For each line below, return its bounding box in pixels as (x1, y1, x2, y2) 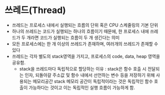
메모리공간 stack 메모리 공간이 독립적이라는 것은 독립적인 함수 (32, 78, 153, 84)
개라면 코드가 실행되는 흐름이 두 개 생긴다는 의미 (26, 34, 120, 40)
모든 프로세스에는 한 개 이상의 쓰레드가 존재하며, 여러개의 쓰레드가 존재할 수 (11, 40, 159, 46)
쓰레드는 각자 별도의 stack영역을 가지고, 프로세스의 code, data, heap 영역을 (11, 53, 161, 59)
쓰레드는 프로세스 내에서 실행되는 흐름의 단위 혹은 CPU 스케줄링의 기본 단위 (11, 22, 159, 28)
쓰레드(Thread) (4, 4, 66, 16)
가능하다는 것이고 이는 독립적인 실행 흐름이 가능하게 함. (28, 84, 136, 90)
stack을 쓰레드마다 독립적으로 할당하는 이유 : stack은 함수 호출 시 (19, 65, 147, 71)
